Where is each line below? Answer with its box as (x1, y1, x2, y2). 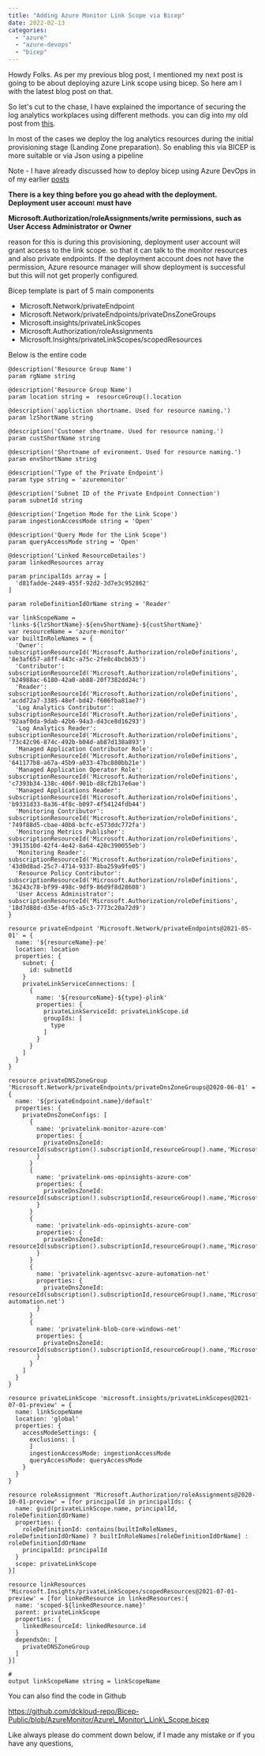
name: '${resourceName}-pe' (15, 938, 108, 946)
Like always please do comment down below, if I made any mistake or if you (8, 1730, 255, 1739)
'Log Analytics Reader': (15, 724, 97, 732)
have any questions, (8, 1739, 73, 1748)
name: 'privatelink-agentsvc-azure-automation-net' (36, 1270, 211, 1278)
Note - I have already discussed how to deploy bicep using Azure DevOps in (8, 167, 256, 175)
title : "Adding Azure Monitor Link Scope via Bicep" (8, 11, 185, 20)
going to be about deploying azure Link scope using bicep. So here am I (8, 78, 242, 88)
